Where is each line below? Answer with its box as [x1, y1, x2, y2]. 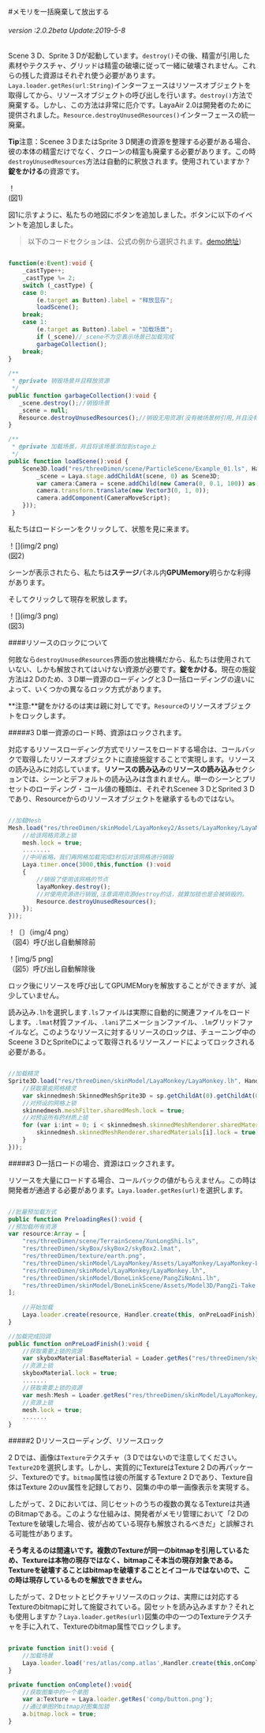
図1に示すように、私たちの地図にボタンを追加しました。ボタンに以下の [8, 210, 239, 220]
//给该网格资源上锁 [22, 831, 77, 840]
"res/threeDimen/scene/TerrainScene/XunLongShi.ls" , [22, 1237, 200, 1245]
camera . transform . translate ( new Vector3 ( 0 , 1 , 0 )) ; [36, 487, 211, 495]
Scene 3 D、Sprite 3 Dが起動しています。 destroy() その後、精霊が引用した [8, 51, 251, 61]
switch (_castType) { [22, 281, 93, 289]
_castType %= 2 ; [22, 274, 77, 282]
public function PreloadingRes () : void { [8, 1215, 144, 1223]
